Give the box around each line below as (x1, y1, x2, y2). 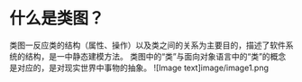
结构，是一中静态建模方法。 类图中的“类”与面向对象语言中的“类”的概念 (24, 50, 287, 61)
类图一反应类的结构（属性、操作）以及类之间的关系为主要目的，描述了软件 (9, 40, 286, 50)
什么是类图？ (9, 8, 105, 29)
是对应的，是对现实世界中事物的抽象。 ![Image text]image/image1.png (9, 62, 269, 73)
